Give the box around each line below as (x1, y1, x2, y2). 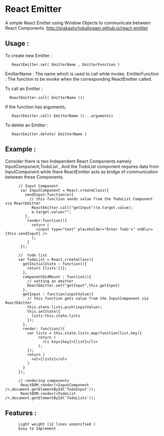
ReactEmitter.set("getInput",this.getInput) (27, 283, 120, 288)
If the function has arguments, (5, 104, 66, 110)
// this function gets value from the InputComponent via (27, 296, 149, 301)
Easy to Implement (18, 426, 56, 431)
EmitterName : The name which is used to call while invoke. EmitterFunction (5, 71, 159, 77)
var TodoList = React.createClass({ (18, 257, 94, 262)
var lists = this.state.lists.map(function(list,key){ (27, 330, 142, 336)
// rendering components (18, 378, 69, 383)
